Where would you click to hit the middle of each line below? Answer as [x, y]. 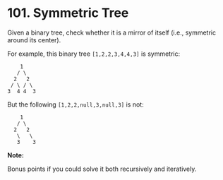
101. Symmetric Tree [68, 13]
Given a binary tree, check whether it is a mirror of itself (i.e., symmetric [112, 32]
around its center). [34, 40]
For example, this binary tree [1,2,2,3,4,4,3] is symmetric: [94, 54]
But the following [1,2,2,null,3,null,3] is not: [76, 104]
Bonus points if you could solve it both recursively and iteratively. [102, 169]
